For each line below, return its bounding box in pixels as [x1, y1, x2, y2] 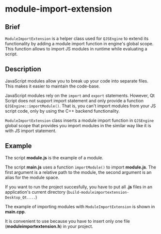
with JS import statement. [5, 128, 57, 134]
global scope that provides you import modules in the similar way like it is [5, 122, 151, 128]
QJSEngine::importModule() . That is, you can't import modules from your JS [5, 103, 156, 109]
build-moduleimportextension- [68, 190, 129, 195]
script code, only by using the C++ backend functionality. [5, 108, 120, 114]
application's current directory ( [5, 189, 69, 195]
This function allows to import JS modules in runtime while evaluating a [5, 46, 147, 51]
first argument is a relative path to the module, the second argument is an [5, 169, 152, 175]
